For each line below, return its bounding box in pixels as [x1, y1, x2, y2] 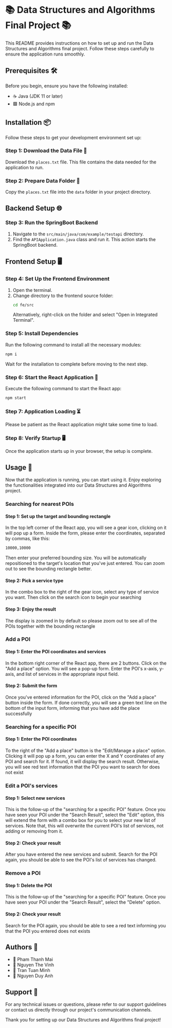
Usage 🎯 [5, 463, 32, 472]
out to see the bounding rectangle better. [5, 566, 92, 572]
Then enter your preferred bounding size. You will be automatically [5, 555, 147, 561]
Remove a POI [5, 870, 41, 877]
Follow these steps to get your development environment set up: [5, 134, 142, 140]
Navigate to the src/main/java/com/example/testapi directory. [12, 231, 144, 237]
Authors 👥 [5, 943, 39, 951]
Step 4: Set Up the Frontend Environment [5, 276, 110, 283]
